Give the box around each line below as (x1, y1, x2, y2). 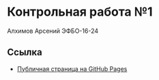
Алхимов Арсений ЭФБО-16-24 (7, 27, 99, 35)
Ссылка (7, 46, 42, 58)
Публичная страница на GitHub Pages (16, 64, 128, 72)
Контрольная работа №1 (7, 4, 153, 20)
